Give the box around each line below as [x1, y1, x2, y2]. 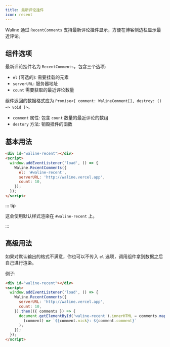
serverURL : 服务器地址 [12, 80, 58, 86]
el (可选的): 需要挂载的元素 [12, 74, 69, 80]
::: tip [5, 202, 16, 208]
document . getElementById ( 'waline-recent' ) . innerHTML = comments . [18, 313, 159, 319]
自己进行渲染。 [5, 259, 36, 266]
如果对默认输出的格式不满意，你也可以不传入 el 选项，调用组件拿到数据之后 [5, 253, 163, 259]
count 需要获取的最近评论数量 [12, 87, 74, 93]
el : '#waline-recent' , [18, 170, 67, 175]
